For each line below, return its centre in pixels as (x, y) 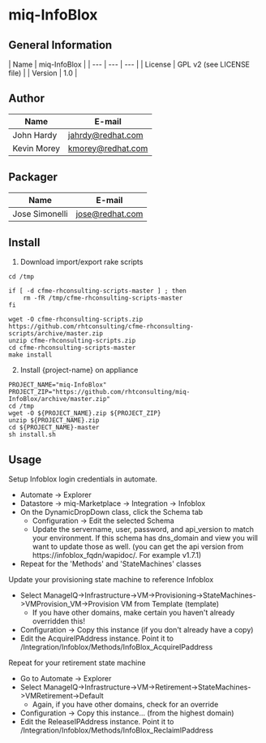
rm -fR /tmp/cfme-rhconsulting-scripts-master (103, 298)
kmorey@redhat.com (108, 148)
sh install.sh (32, 435)
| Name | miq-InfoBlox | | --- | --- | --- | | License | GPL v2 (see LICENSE (129, 64)
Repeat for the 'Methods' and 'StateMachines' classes (111, 564)
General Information (60, 45)
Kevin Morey (36, 148)
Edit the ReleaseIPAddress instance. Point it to (97, 722)
